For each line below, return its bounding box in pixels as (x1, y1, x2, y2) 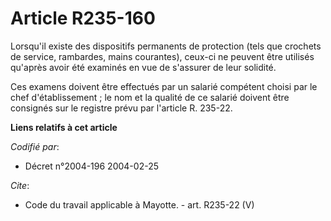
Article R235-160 (10, 7, 156, 30)
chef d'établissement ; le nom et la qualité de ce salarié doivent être (10, 91, 290, 103)
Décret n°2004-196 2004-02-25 (24, 160, 159, 172)
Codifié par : (10, 140, 60, 152)
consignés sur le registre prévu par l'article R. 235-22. (10, 102, 233, 114)
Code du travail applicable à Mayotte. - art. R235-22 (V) (24, 198, 255, 211)
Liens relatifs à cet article (10, 121, 118, 133)
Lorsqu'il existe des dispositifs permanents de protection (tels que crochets (10, 40, 322, 52)
